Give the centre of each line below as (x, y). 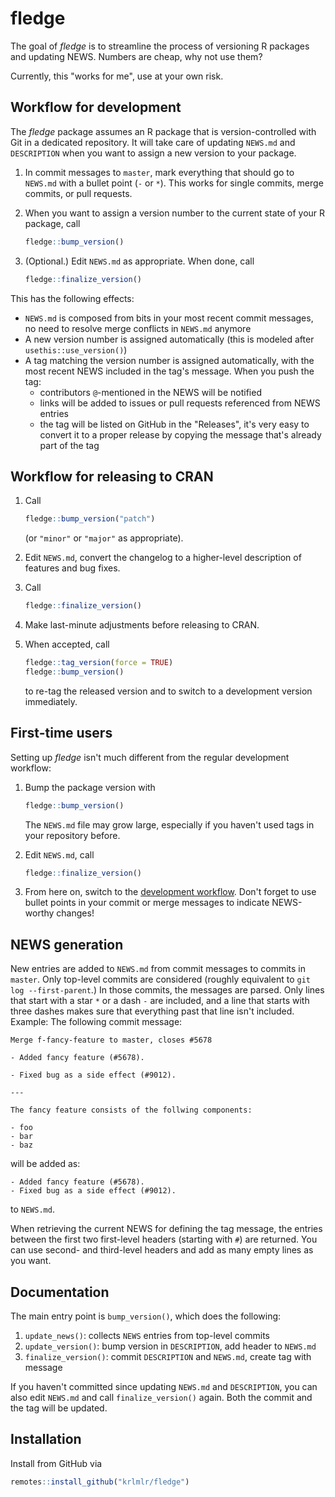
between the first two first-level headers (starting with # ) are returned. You (164, 1239)
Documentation (60, 1292)
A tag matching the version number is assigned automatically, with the (169, 360)
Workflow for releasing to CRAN (112, 476)
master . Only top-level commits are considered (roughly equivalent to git (160, 979)
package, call (52, 223)
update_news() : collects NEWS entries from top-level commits (147, 1335)
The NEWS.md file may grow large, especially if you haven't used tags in (169, 824)
